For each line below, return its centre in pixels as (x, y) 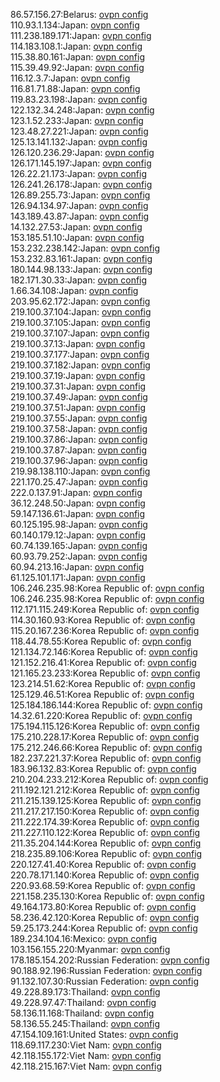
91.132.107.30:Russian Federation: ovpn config (104, 981)
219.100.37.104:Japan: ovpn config (81, 312)
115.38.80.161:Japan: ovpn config (78, 57)
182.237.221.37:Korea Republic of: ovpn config (106, 758)
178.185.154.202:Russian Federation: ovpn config (110, 960)
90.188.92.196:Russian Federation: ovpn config (106, 970)
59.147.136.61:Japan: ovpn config (78, 513)
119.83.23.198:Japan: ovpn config (79, 99)
